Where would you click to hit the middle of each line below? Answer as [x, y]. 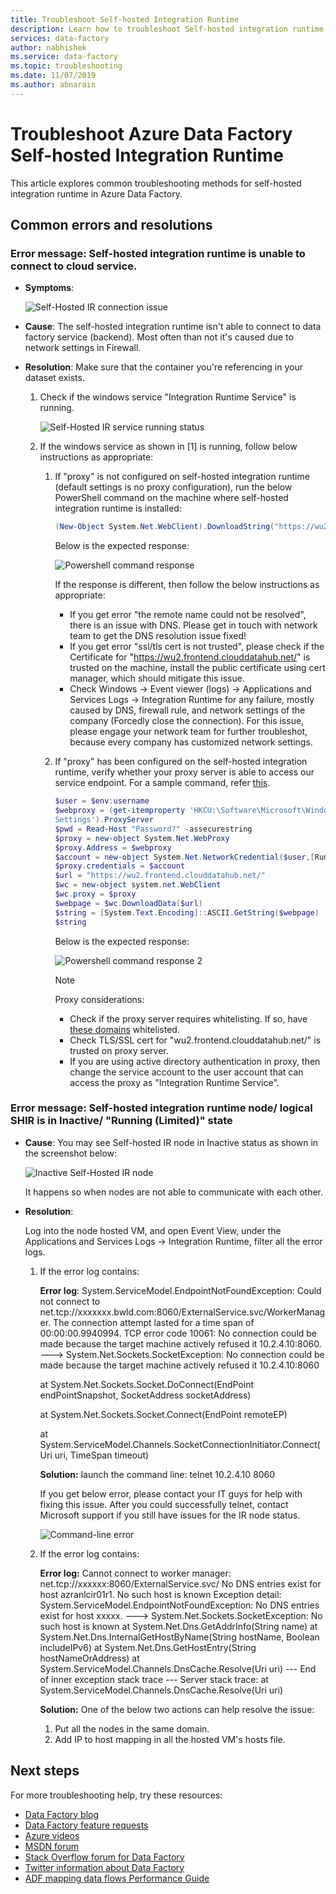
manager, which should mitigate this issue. [157, 678]
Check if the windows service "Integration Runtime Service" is [168, 397]
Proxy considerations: [99, 999]
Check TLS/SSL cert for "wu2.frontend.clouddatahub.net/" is [195, 1040]
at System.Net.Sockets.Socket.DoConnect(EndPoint [147, 1384]
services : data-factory [60, 38]
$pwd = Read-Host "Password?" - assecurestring [153, 829]
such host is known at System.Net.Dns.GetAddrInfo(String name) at [178, 1626]
